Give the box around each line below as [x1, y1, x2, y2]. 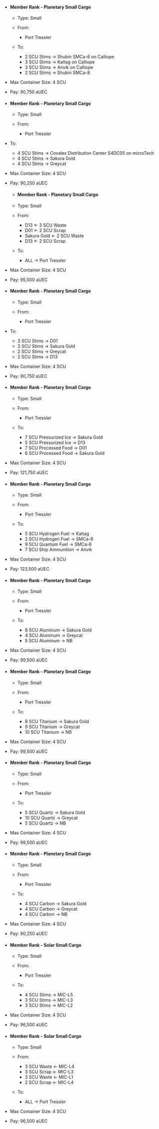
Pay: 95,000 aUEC [9, 277, 48, 282]
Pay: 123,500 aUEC [9, 566, 50, 572]
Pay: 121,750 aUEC [9, 470, 48, 476]
